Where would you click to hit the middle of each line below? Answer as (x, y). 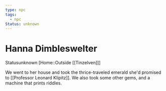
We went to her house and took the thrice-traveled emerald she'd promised (83, 72)
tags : (11, 15)
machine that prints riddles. (33, 83)
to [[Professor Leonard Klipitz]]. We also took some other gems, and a (78, 78)
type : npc (16, 10)
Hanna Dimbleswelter (51, 49)
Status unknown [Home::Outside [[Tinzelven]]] (53, 63)
